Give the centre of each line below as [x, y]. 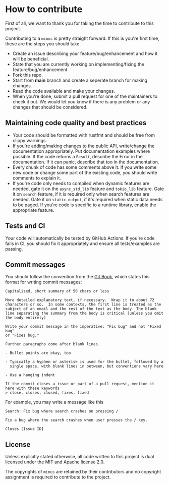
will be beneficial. [31, 58]
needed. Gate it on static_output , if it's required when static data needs [88, 199]
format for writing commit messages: [44, 282]
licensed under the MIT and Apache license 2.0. [55, 462]
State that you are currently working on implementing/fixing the [78, 64]
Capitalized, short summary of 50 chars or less [57, 291]
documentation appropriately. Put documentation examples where [81, 151]
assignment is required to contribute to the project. [58, 477]
